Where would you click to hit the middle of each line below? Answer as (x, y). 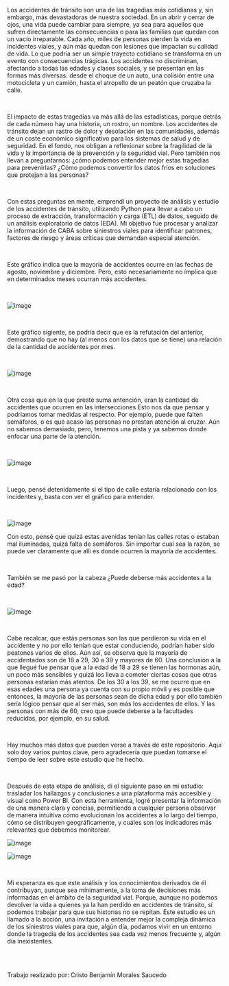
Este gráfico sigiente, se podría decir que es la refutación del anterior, (106, 332)
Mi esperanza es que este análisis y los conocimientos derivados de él (107, 883)
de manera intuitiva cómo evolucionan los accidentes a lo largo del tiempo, (112, 815)
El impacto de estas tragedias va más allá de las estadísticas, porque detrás (114, 117)
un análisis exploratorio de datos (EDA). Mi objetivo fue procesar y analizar (112, 223)
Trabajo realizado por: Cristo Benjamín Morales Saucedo (87, 975)
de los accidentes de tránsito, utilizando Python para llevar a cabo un (105, 209)
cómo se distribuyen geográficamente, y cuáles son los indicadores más (110, 822)
